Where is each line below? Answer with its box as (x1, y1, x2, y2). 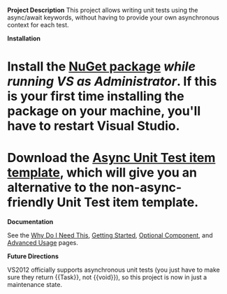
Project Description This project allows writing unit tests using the (7, 6, 198, 14)
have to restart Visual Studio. (7, 118, 180, 134)
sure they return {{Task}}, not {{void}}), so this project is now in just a (7, 273, 207, 281)
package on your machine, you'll (7, 103, 201, 119)
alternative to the (7, 179, 109, 196)
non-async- (111, 179, 182, 196)
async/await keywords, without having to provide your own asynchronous (7, 13, 220, 22)
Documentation (7, 218, 54, 226)
